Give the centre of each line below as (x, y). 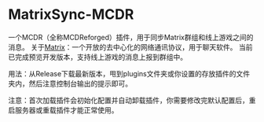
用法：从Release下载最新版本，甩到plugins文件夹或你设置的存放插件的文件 (129, 73)
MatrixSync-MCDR (71, 15)
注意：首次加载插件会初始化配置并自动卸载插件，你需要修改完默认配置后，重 (132, 100)
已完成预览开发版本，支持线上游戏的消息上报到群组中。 (97, 57)
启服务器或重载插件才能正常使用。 (63, 110)
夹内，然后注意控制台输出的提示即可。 (70, 83)
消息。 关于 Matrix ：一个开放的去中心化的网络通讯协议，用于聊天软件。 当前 (130, 47)
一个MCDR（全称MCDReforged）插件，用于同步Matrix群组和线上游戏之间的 (131, 37)
